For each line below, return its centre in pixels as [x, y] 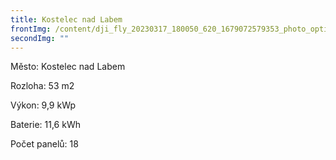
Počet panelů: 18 [44, 144]
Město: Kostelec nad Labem [68, 67]
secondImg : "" [40, 38]
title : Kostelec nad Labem [66, 19]
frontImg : [31, 29]
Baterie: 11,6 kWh [45, 125]
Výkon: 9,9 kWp [43, 105]
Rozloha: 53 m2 [42, 86]
